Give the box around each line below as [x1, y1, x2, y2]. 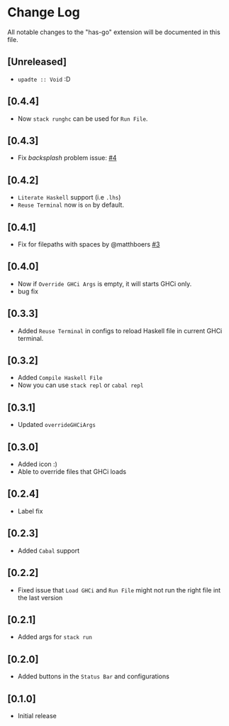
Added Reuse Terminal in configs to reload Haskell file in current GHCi [17, 326, 223, 335]
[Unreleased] [7, 56, 67, 68]
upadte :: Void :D [17, 75, 71, 83]
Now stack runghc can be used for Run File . [17, 114, 148, 123]
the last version [17, 593, 63, 602]
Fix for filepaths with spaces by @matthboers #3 [17, 240, 160, 249]
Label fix [17, 506, 43, 515]
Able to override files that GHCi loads [17, 467, 126, 476]
